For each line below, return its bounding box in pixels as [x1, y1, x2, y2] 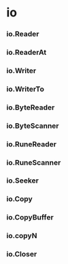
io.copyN [6, 231, 37, 241]
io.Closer [6, 250, 37, 259]
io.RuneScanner [6, 157, 61, 167]
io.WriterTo [6, 84, 45, 94]
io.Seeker [6, 176, 39, 185]
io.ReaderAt [6, 48, 47, 57]
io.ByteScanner [6, 121, 59, 131]
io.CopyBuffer [6, 213, 54, 222]
